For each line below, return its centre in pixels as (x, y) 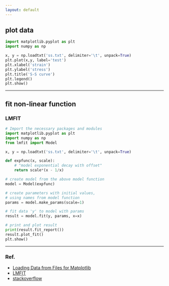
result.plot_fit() (24, 234)
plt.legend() (19, 79)
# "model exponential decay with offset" (58, 166)
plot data (19, 30)
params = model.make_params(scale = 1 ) (45, 202)
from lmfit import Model (31, 143)
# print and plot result (31, 225)
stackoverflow (27, 278)
